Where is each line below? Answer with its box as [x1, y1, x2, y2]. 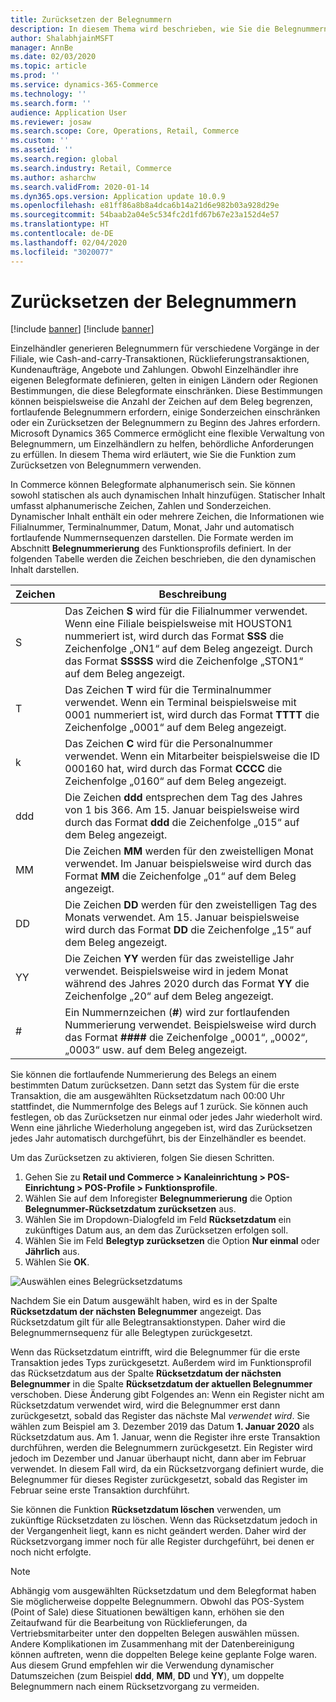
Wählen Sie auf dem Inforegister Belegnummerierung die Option [24, 1192, 293, 1205]
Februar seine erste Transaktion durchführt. [10, 1484, 190, 1496]
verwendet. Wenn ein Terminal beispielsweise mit [64, 696, 297, 710]
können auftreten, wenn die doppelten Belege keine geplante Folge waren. [10, 1649, 317, 1661]
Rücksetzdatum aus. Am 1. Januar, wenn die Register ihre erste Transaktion [10, 1431, 321, 1443]
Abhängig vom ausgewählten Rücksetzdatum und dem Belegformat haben [10, 1585, 317, 1597]
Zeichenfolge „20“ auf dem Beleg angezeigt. [64, 989, 274, 1003]
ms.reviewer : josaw [10, 117, 92, 127]
